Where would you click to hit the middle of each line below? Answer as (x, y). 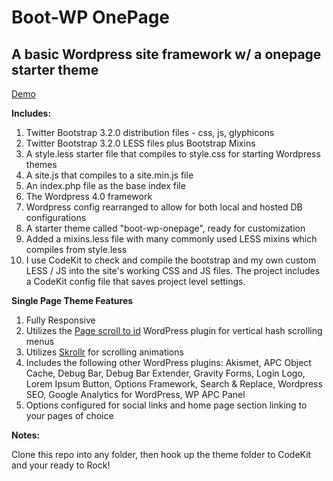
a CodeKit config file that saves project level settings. (135, 281)
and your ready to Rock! (61, 465)
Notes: (26, 435)
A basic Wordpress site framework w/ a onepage (166, 54)
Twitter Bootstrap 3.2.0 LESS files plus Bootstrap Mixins (140, 143)
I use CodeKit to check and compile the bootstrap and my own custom (171, 260)
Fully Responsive (60, 320)
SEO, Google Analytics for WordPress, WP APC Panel (135, 394)
